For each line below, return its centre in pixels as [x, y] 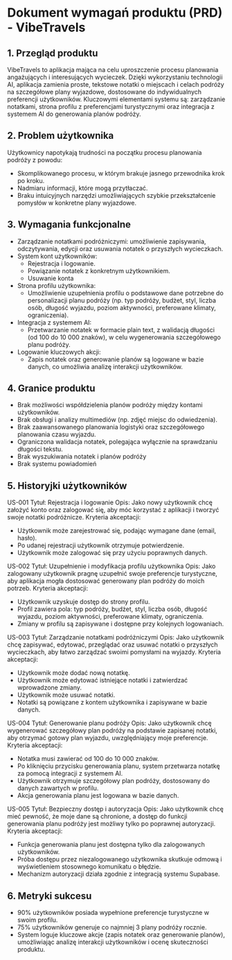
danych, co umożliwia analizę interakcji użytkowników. [105, 366]
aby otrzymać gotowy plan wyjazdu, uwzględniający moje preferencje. [108, 738]
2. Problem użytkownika [61, 136]
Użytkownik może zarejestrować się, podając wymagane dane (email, [117, 531]
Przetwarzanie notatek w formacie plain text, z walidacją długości [121, 329]
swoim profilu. [37, 920]
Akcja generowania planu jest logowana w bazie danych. [98, 796]
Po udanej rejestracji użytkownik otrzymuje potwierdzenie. [101, 545]
